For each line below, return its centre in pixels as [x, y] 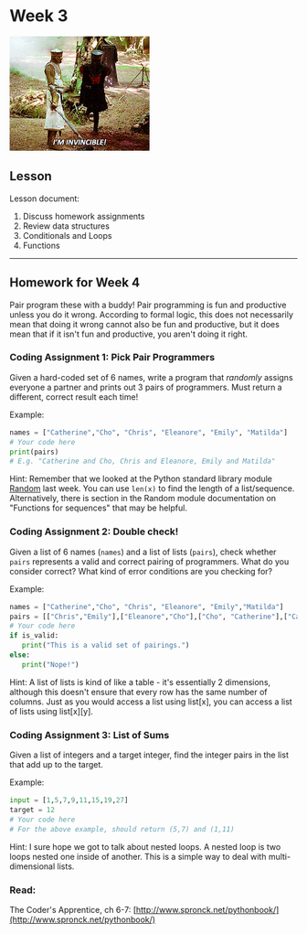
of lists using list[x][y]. [52, 711]
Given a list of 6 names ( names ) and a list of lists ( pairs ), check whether [143, 552]
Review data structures [66, 226]
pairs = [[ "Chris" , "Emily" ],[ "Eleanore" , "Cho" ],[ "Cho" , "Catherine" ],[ [148, 617]
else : [20, 655]
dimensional [32, 866]
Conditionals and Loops [67, 235]
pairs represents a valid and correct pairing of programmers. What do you [149, 561]
